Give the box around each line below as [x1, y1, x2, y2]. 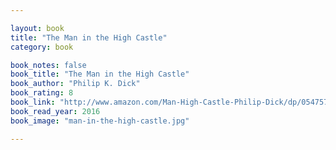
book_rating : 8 [10, 88, 74, 98]
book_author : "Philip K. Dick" [10, 79, 141, 89]
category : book [10, 42, 74, 52]
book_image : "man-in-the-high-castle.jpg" [10, 116, 190, 126]
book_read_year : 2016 [10, 106, 101, 116]
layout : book [10, 23, 65, 33]
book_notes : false [10, 60, 87, 70]
